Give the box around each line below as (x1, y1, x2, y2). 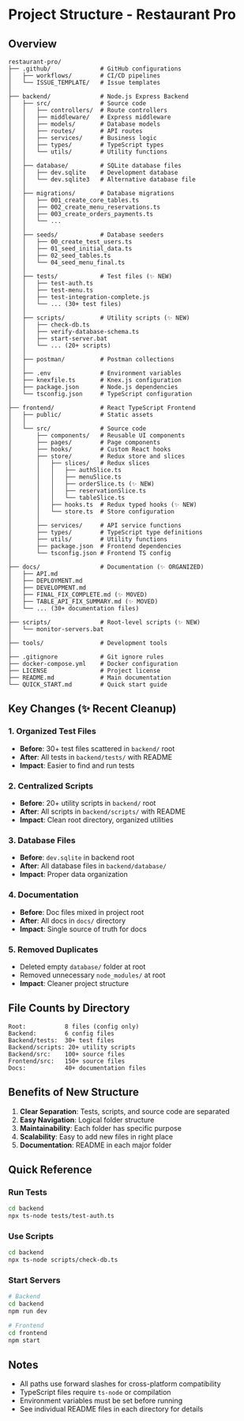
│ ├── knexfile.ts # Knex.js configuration (8, 376, 182, 384)
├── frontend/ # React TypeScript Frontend (8, 404, 196, 412)
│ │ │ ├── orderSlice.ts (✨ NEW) (8, 480, 156, 488)
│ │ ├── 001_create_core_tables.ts (8, 196, 140, 204)
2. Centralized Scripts (8, 780, 93, 792)
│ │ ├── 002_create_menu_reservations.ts (8, 203, 160, 211)
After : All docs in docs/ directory (19, 916, 126, 925)
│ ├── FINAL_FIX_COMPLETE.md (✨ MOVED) (8, 591, 148, 599)
